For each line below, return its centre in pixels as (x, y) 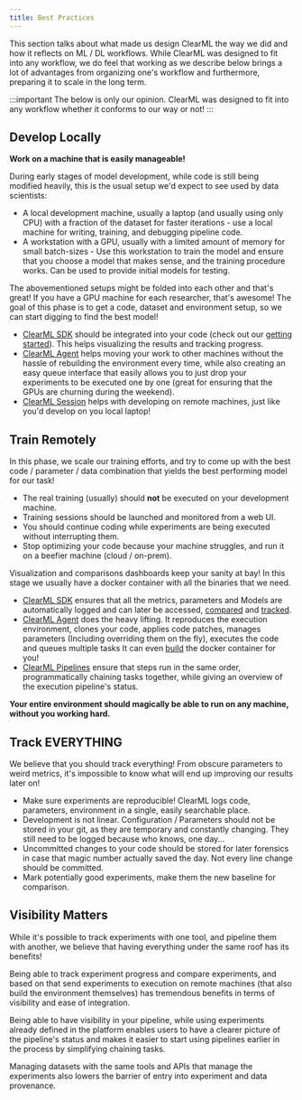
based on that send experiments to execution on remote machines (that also (151, 983)
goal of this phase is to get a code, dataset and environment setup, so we (146, 307)
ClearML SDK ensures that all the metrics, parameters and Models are (152, 601)
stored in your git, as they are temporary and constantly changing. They (156, 830)
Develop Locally (55, 138)
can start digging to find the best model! (84, 317)
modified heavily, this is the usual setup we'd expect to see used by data (144, 186)
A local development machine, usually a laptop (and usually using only (153, 213)
